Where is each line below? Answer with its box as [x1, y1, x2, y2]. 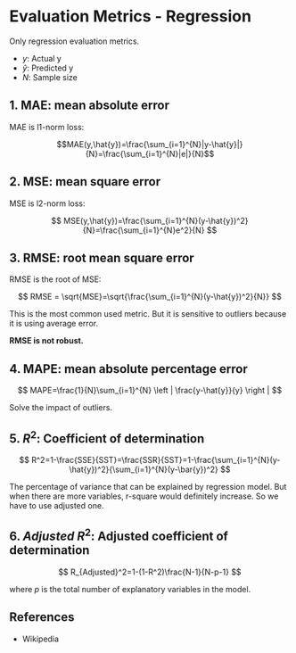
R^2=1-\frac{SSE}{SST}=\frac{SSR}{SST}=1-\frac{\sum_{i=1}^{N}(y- [30, 455, 281, 465]
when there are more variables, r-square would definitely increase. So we [9, 491, 279, 501]
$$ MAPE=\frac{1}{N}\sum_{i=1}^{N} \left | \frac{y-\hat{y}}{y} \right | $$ [17, 385, 283, 396]
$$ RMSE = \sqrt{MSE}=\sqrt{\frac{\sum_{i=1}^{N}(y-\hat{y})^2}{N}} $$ [17, 292, 283, 302]
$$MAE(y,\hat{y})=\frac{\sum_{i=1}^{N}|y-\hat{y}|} [56, 138, 243, 149]
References [9, 609, 75, 625]
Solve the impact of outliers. [9, 402, 113, 413]
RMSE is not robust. [9, 335, 85, 346]
